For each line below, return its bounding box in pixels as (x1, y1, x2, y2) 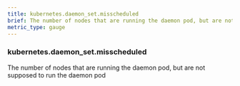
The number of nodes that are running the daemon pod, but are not (7, 63, 206, 72)
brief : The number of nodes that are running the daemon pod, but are (7, 17, 222, 24)
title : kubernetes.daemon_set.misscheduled (7, 10, 139, 18)
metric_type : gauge (7, 23, 66, 31)
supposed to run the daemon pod (7, 70, 106, 79)
